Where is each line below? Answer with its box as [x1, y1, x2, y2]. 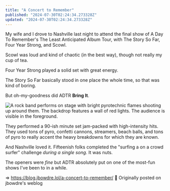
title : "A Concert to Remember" [5, 7, 74, 13]
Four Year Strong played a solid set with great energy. [5, 67, 118, 73]
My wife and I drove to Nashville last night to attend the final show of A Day [5, 31, 163, 37]
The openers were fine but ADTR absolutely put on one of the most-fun [5, 159, 156, 165]
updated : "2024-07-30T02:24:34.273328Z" [5, 17, 93, 22]
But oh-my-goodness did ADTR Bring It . [5, 93, 89, 99]
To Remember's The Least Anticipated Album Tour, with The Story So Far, [5, 36, 160, 43]
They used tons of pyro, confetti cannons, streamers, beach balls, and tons [5, 129, 163, 135]
